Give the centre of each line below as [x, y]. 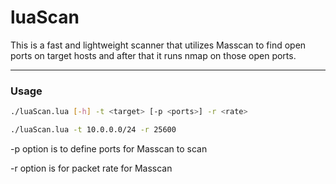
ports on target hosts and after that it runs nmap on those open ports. [153, 55]
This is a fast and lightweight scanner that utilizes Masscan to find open [158, 45]
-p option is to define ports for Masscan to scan [109, 148]
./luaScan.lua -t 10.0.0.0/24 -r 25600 [93, 130]
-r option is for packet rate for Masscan [91, 168]
